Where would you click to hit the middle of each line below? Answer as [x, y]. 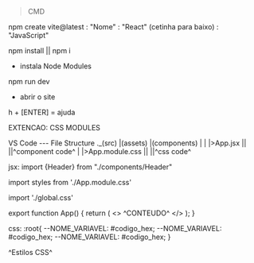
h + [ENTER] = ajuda [42, 112]
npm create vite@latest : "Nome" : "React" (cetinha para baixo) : [113, 27]
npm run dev [29, 81]
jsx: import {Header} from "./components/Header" [90, 167]
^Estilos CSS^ [31, 252]
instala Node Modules [55, 66]
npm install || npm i [40, 50]
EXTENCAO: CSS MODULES [55, 128]
